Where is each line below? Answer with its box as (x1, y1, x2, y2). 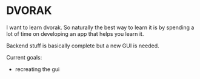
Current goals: (6, 53, 42, 61)
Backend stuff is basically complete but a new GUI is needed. (6, 42, 159, 49)
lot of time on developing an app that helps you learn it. (6, 30, 144, 37)
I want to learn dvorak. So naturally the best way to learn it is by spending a (6, 24, 195, 31)
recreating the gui (15, 65, 60, 73)
